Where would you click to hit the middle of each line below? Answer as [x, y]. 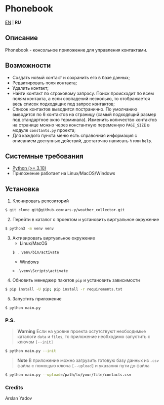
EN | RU [13, 22]
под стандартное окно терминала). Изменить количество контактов [84, 119]
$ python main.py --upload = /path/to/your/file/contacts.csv [68, 375]
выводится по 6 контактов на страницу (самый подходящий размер [84, 114]
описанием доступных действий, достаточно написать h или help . [82, 141]
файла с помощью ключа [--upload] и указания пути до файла [83, 365]
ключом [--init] [35, 342]
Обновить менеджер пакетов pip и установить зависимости [76, 280]
